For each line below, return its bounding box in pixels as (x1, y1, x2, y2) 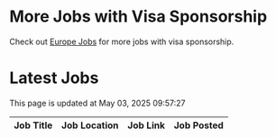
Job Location (61, 119, 119, 132)
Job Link (127, 119, 165, 132)
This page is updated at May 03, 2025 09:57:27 (9, 97, 186, 108)
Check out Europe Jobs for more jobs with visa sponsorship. (9, 36, 235, 47)
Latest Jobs (9, 68, 99, 88)
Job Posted (173, 119, 224, 132)
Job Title (14, 119, 53, 132)
